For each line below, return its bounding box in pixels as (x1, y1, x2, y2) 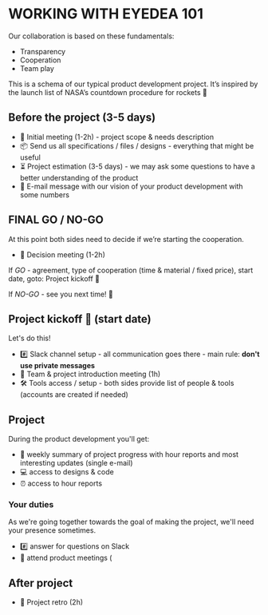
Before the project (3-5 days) (8, 111, 156, 125)
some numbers (19, 189, 70, 200)
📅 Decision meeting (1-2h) (19, 249, 106, 260)
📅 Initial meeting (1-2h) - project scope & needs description (19, 132, 214, 141)
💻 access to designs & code (19, 467, 114, 477)
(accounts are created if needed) (19, 390, 129, 399)
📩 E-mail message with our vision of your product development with (19, 181, 243, 191)
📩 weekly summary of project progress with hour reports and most (19, 450, 239, 459)
